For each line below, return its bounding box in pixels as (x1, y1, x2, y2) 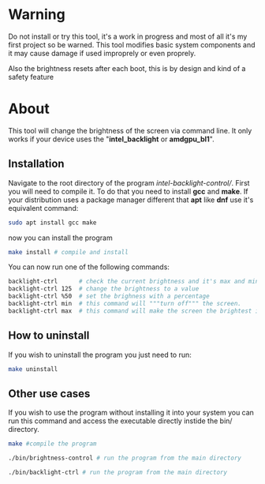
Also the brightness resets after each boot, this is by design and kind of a (8, 63, 246, 73)
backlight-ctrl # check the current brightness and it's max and (8, 278, 245, 286)
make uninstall (8, 365, 58, 373)
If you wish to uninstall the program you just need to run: (8, 350, 192, 359)
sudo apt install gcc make (8, 219, 97, 227)
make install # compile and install (8, 248, 129, 256)
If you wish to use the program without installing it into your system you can (8, 408, 255, 418)
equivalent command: (8, 203, 79, 212)
